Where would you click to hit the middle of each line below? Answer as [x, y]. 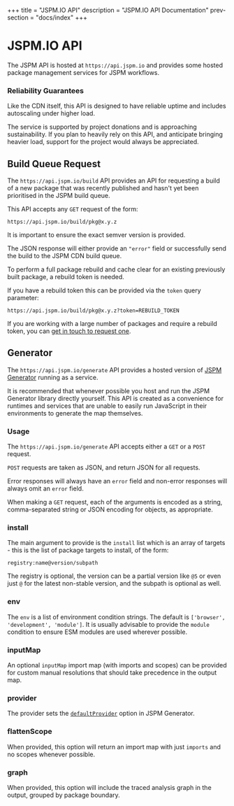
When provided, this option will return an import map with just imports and [114, 747]
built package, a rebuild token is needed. [66, 277]
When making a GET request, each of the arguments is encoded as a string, [115, 502]
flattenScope [30, 732]
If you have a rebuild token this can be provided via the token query [104, 290]
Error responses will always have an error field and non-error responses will [117, 481]
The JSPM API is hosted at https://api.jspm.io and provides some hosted [115, 65]
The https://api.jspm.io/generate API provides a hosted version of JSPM [115, 369]
